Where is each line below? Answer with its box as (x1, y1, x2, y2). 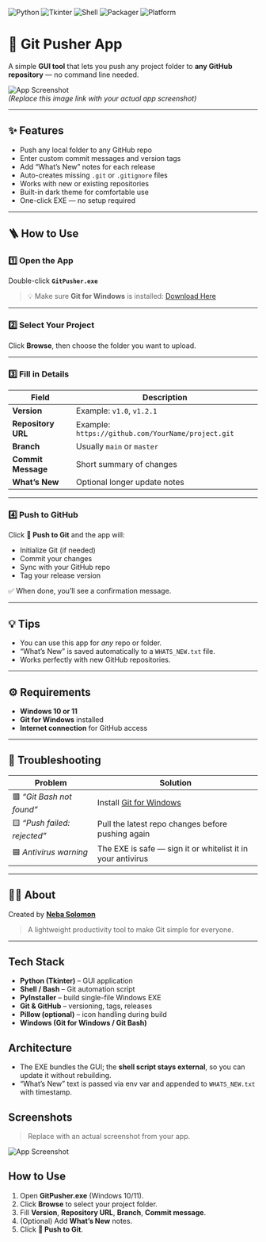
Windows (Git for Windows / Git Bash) (19, 1018, 148, 1028)
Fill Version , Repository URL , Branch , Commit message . (19, 1207, 207, 1217)
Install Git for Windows (97, 797, 182, 808)
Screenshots (8, 1110, 73, 1124)
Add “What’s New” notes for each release (19, 162, 156, 171)
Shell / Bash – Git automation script (19, 984, 135, 994)
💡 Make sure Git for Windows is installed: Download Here (27, 292, 216, 301)
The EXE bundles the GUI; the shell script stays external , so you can (19, 1062, 245, 1072)
